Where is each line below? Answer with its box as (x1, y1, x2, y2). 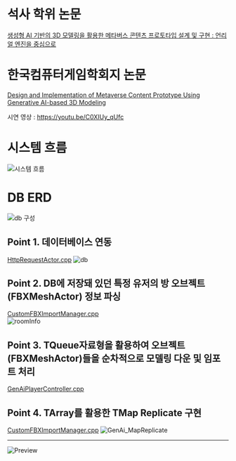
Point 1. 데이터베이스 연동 (7, 236, 112, 248)
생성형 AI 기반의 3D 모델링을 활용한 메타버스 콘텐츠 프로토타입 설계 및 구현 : (7, 31, 214, 39)
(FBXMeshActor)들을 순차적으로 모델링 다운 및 (7, 352, 202, 364)
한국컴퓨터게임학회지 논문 (7, 67, 146, 83)
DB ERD (7, 190, 52, 205)
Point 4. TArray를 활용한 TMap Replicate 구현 (7, 407, 202, 419)
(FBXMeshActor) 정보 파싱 (7, 290, 122, 302)
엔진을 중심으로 (14, 39, 56, 48)
